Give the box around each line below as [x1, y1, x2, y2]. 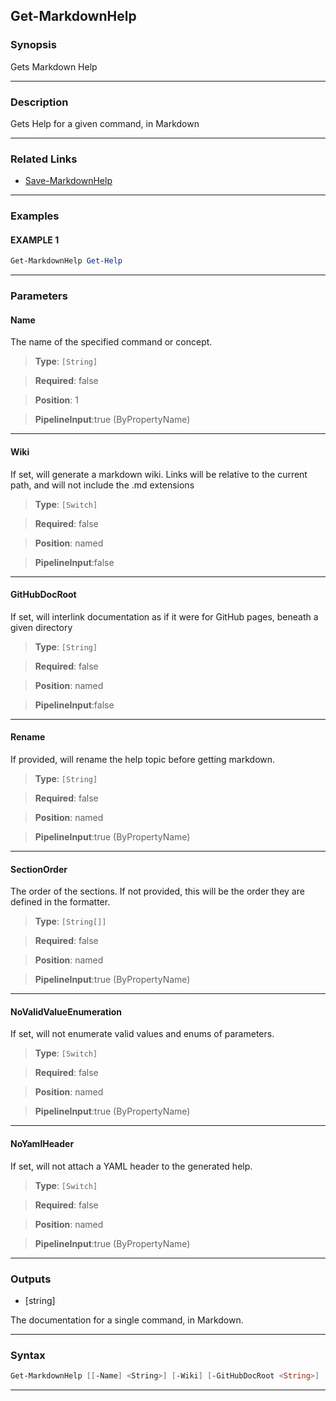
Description [10, 95, 69, 109]
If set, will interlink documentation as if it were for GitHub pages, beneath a [10, 610, 319, 623]
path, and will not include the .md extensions [10, 479, 195, 491]
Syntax [10, 1348, 46, 1362]
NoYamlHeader [10, 1138, 75, 1150]
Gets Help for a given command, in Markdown [10, 117, 200, 129]
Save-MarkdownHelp [24, 175, 113, 187]
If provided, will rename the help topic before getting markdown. [10, 754, 276, 766]
